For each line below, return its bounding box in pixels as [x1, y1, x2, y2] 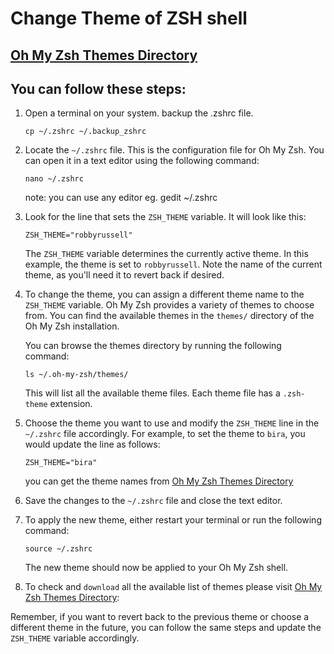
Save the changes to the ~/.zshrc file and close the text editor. [24, 495, 283, 507]
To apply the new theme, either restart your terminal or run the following [24, 514, 322, 526]
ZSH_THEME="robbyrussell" [24, 230, 133, 241]
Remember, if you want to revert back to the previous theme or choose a [10, 611, 310, 623]
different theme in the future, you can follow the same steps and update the [10, 622, 322, 634]
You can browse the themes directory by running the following [24, 340, 282, 352]
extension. [49, 398, 93, 410]
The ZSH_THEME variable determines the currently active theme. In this [24, 248, 309, 260]
